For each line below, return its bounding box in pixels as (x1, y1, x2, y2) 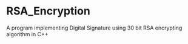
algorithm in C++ (6, 30, 49, 37)
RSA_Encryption (6, 4, 91, 18)
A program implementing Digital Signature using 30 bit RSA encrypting (6, 24, 183, 31)
